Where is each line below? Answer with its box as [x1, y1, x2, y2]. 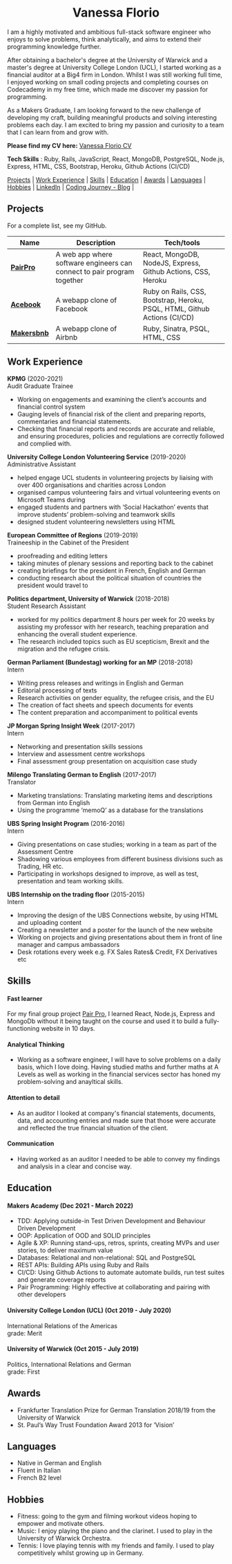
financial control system [17, 403, 86, 411]
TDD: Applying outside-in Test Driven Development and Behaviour [17, 1217, 206, 1225]
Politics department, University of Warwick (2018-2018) [7, 594, 170, 602]
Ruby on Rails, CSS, [142, 286, 206, 296]
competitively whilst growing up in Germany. [17, 1549, 144, 1557]
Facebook [55, 304, 88, 313]
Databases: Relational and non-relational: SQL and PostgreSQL [17, 1253, 196, 1262]
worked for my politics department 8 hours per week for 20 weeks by [17, 615, 215, 623]
